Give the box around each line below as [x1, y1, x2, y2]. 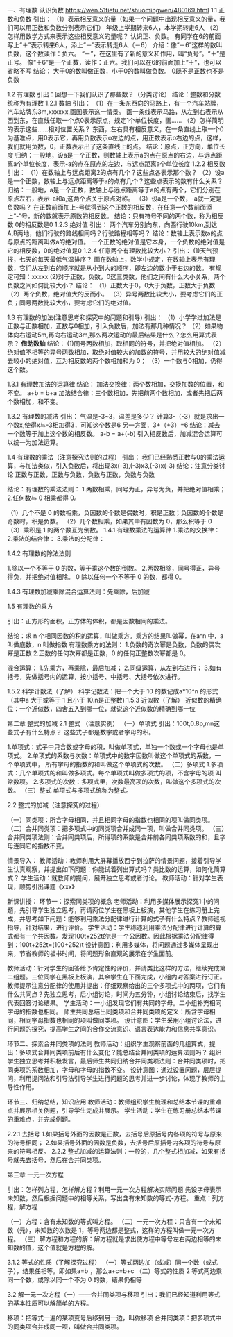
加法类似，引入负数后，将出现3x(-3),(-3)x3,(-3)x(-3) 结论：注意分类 [25, 462, 220, 470]
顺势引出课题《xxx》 [19, 882, 75, 891]
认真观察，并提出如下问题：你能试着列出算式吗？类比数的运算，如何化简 [12, 865, 220, 873]
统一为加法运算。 [12, 438, 62, 446]
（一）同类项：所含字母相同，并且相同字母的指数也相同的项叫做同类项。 [7, 816, 214, 824]
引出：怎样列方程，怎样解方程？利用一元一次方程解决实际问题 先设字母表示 [7, 1186, 222, 1193]
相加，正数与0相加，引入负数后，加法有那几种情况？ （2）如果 [37, 322, 217, 330]
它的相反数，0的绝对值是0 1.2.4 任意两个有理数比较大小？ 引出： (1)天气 [7, 246, 213, 255]
